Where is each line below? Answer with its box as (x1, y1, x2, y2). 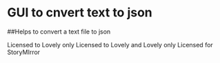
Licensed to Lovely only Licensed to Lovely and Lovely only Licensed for (7, 40, 214, 49)
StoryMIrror (7, 48, 40, 56)
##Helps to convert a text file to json (7, 27, 111, 36)
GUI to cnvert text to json (7, 5, 153, 21)
